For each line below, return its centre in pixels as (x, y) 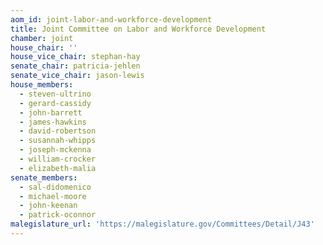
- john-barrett (51, 112)
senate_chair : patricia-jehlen (75, 66)
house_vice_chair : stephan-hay (75, 57)
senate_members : (44, 177)
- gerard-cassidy (55, 103)
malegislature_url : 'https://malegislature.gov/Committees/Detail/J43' (162, 224)
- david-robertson (58, 131)
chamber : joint (42, 38)
